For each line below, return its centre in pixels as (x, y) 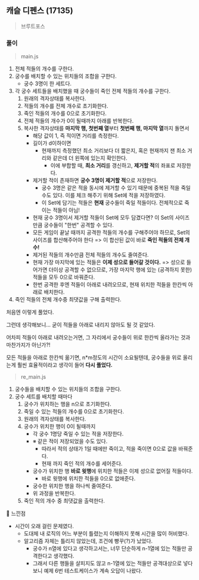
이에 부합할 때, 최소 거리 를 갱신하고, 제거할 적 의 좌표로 (113, 166)
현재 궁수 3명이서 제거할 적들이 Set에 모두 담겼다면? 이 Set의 (103, 218)
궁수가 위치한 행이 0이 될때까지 (60, 426)
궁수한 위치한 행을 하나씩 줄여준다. (72, 486)
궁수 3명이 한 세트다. (48, 84)
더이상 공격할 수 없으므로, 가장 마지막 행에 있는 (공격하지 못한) (120, 270)
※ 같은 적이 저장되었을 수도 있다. (70, 441)
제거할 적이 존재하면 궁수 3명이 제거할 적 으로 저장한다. (95, 180)
